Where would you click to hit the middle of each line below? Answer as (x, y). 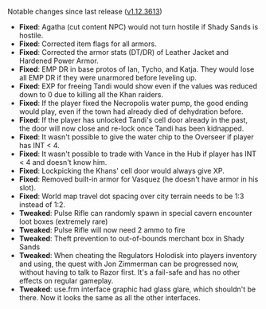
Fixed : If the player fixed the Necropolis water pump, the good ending (133, 103)
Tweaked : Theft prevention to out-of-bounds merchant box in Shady (131, 239)
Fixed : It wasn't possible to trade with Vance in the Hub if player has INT (137, 154)
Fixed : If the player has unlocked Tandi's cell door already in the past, (133, 120)
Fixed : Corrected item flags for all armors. (88, 44)
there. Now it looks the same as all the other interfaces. (110, 297)
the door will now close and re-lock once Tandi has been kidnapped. (131, 128)
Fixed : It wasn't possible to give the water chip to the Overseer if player (136, 137)
